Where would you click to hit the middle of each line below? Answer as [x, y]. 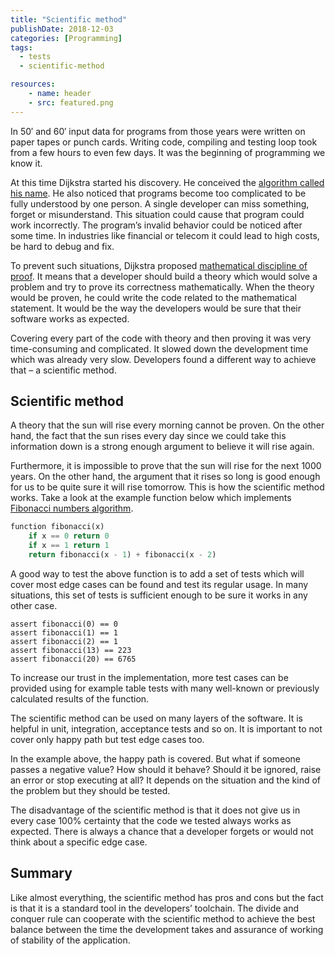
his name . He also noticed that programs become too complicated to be [158, 193]
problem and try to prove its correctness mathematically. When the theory [162, 287]
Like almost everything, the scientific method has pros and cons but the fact [167, 897]
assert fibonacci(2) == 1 [64, 641]
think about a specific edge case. [79, 842]
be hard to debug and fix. [62, 246]
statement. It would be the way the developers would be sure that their [156, 308]
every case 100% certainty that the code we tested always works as [151, 820]
